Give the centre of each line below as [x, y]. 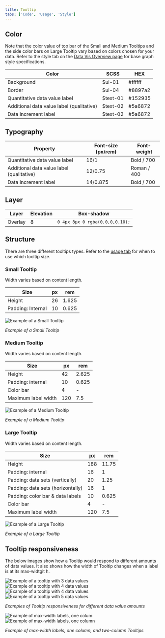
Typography [24, 132]
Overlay [17, 222]
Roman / [140, 168]
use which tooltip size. [28, 256]
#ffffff [135, 82]
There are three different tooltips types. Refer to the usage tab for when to [80, 251]
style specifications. [25, 62]
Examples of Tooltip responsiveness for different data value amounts [75, 606]
